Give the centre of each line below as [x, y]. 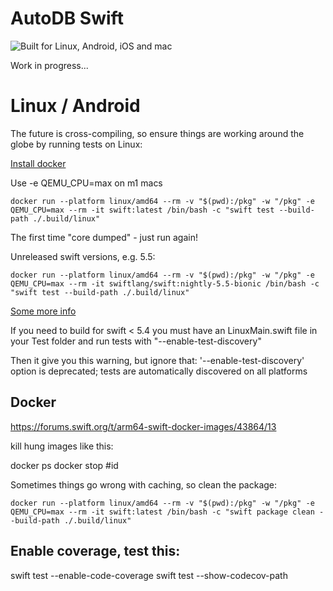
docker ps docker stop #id [64, 465]
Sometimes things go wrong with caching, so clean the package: [144, 484]
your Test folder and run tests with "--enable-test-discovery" [136, 341]
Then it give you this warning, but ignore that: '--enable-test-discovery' [157, 360]
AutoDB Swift [67, 18]
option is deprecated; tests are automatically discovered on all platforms [159, 371]
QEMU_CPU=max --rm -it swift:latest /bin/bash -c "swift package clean [162, 512]
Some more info [43, 311]
